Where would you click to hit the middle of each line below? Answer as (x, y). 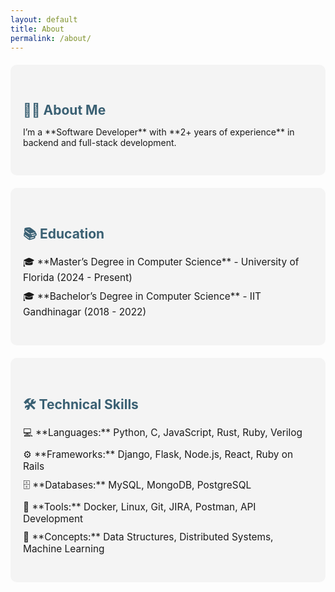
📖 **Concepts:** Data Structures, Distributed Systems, (148, 536)
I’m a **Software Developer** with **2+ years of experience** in (159, 132)
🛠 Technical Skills (81, 404)
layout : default (44, 19)
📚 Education (64, 234)
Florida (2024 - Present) (78, 278)
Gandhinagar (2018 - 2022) (85, 312)
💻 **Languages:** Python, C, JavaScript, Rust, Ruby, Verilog (163, 432)
